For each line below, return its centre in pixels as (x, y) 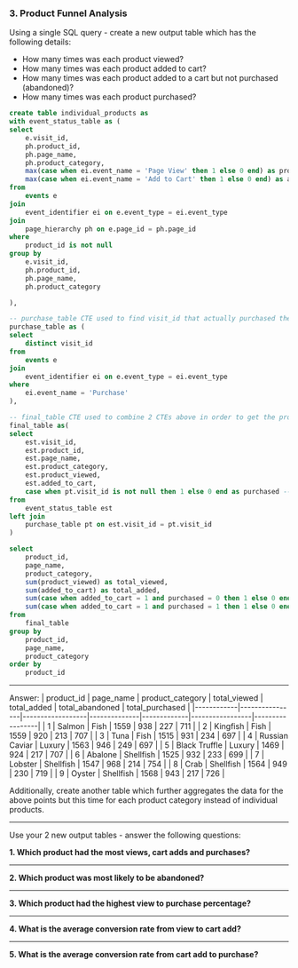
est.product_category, (67, 467)
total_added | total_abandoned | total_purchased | (100, 708)
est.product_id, (55, 450)
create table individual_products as (79, 114)
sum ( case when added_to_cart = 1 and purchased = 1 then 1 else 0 (150, 607)
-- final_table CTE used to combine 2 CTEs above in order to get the (142, 417)
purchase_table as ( (47, 327)
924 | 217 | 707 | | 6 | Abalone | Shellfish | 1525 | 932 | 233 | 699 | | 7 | (137, 755)
